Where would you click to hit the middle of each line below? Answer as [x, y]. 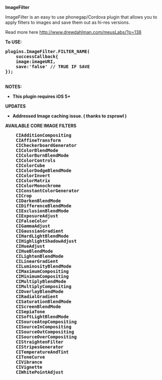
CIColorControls [36, 161]
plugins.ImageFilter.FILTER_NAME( [48, 52]
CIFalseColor [32, 221]
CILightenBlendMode [40, 256]
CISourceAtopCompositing [46, 322]
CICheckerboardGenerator [46, 145]
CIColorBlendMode [37, 150]
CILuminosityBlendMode [44, 266]
